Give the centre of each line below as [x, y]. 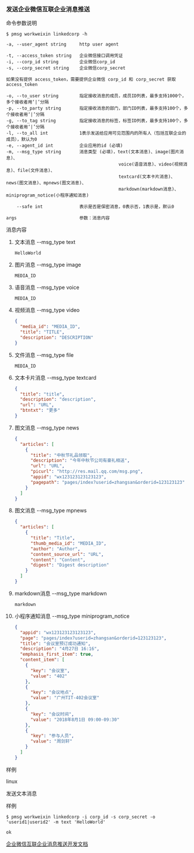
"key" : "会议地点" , [52, 692]
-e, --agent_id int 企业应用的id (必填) [65, 146]
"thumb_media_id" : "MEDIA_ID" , [68, 543]
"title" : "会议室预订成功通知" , [56, 644]
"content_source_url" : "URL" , [67, 554]
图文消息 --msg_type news [47, 428]
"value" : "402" [49, 676]
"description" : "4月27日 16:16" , [60, 649]
